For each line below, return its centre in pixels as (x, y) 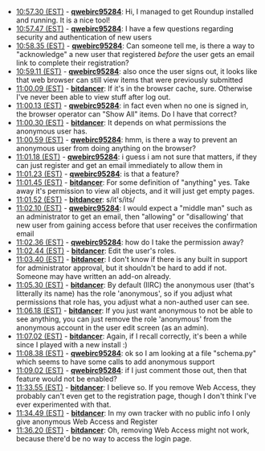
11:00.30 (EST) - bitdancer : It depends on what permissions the (121, 123)
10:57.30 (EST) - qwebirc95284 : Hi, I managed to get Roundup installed (135, 12)
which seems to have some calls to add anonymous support (115, 362)
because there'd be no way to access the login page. (104, 439)
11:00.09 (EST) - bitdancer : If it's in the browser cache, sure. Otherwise (134, 88)
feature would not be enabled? (67, 379)
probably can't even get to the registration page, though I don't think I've (136, 396)
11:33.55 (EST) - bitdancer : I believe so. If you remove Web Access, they (136, 387)
